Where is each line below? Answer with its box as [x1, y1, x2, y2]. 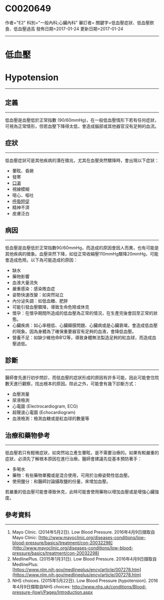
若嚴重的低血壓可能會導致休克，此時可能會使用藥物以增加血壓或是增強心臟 [5, 489, 155, 495]
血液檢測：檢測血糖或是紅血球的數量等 [12, 416, 89, 422]
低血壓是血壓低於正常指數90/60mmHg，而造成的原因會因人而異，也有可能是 [5, 245, 159, 251]
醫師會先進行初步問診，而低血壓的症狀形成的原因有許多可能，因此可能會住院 [5, 375, 159, 381]
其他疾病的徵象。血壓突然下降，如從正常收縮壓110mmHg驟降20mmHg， [5, 251, 150, 257]
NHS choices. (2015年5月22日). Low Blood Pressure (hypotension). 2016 [12, 578, 158, 583]
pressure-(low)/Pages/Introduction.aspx [12, 589, 93, 595]
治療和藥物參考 [5, 431, 50, 440]
